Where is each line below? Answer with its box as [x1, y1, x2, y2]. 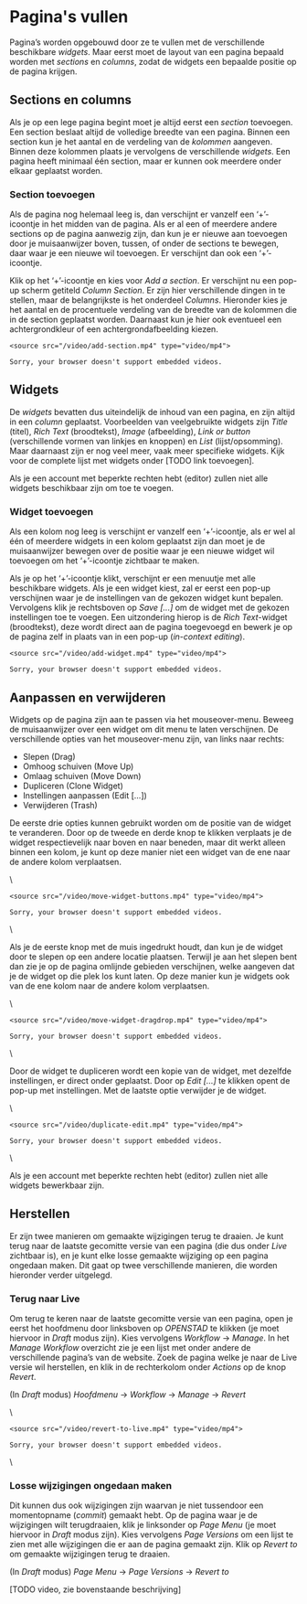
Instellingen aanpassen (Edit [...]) [22, 789, 148, 801]
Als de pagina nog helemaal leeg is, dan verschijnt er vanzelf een [9, 209, 255, 220]
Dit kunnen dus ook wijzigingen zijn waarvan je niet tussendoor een [9, 1500, 264, 1511]
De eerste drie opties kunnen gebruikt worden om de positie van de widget [9, 817, 291, 829]
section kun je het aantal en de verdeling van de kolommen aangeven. [9, 135, 273, 147]
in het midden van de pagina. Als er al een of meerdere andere [41, 219, 278, 230]
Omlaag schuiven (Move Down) [22, 770, 142, 781]
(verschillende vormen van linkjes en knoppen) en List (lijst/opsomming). [9, 435, 283, 446]
